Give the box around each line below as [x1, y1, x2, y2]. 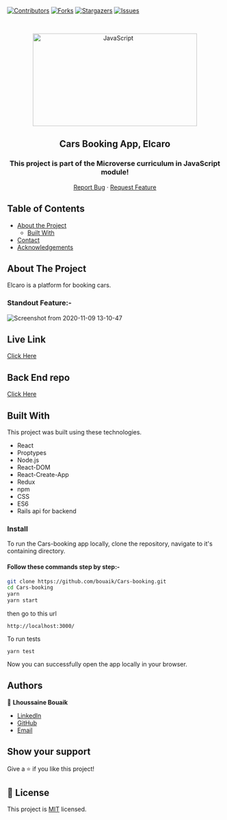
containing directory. [7, 547, 66, 555]
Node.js [16, 456, 40, 465]
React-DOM [16, 463, 51, 471]
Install [7, 524, 29, 533]
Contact [16, 235, 40, 244]
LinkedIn [16, 711, 42, 720]
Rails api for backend [16, 507, 77, 515]
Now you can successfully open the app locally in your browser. [7, 660, 188, 668]
